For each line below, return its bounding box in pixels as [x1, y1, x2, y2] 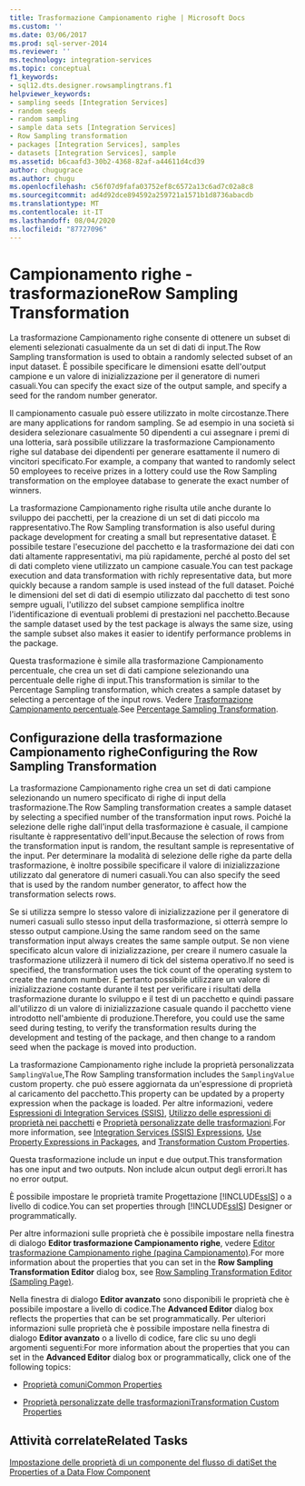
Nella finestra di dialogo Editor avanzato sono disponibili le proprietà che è [9, 1294, 290, 1305]
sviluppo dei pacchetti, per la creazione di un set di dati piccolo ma [9, 513, 261, 524]
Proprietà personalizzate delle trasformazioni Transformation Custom [22, 1397, 280, 1408]
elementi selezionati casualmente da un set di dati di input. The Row [9, 342, 261, 353]
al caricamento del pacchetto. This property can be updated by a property [9, 1088, 285, 1100]
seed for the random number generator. [9, 390, 158, 401]
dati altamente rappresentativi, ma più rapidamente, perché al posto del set [9, 551, 290, 562]
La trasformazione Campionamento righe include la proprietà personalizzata [9, 1060, 295, 1071]
